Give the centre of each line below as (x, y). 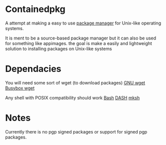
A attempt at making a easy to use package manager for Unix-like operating (83, 23)
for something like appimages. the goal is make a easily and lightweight (79, 43)
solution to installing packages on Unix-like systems (59, 48)
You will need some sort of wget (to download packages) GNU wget (75, 82)
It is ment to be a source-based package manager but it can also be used (81, 38)
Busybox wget (20, 88)
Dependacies (33, 69)
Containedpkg (35, 9)
